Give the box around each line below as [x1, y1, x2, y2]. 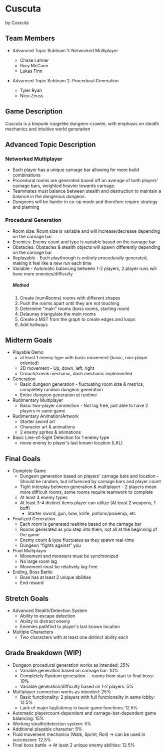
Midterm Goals [5, 336, 52, 344]
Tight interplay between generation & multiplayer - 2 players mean [19, 484, 156, 490]
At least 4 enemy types [19, 495, 68, 501]
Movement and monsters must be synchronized [19, 553, 118, 559]
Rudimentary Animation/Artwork [12, 413, 79, 419]
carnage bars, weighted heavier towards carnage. [12, 183, 116, 189]
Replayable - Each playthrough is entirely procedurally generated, [12, 254, 148, 261]
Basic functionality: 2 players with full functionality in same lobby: [19, 694, 155, 700]
